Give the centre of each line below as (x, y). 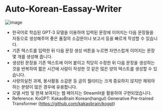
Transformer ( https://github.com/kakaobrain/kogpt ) (63, 103)
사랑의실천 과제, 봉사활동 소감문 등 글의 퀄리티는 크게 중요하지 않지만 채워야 (83, 80)
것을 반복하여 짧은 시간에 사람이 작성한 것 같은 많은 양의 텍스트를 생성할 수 (82, 68)
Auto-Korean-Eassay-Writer (63, 9)
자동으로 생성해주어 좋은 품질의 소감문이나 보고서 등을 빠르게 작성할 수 (78, 38)
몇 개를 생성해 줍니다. (32, 56)
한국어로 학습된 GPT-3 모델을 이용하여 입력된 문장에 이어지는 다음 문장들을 (83, 32)
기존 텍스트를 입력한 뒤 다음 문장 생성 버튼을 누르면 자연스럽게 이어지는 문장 (83, 50)
